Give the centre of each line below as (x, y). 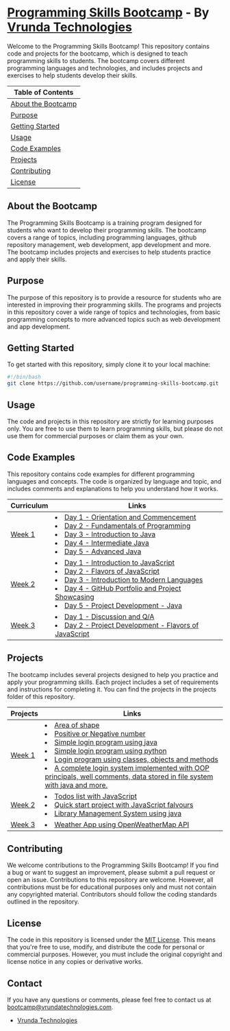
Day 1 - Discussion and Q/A (109, 617)
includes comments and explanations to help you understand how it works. (113, 488)
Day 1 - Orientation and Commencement (130, 517)
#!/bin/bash (24, 377)
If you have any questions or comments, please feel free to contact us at (109, 1000)
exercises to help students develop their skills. (72, 75)
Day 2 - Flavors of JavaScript (112, 571)
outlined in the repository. (43, 902)
